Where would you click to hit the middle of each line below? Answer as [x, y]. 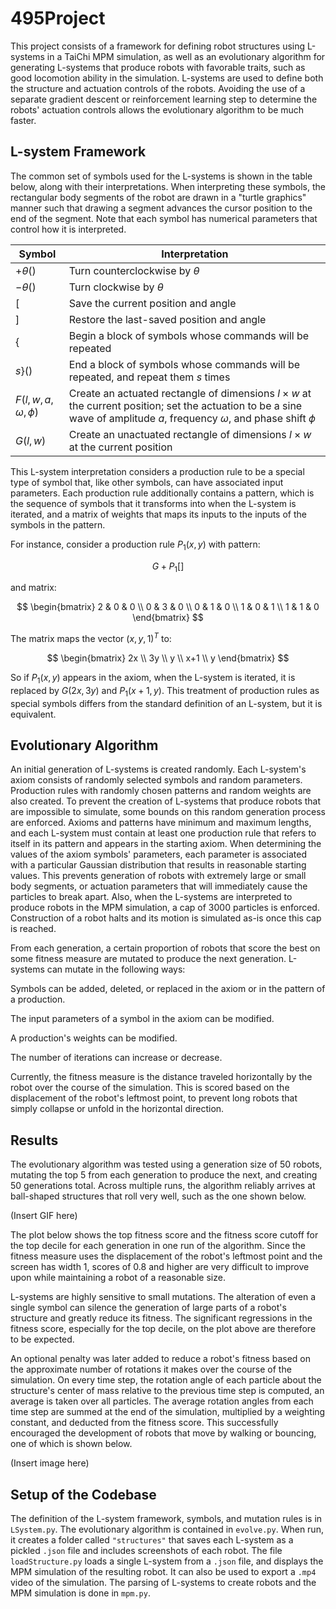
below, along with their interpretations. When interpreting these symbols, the [168, 186]
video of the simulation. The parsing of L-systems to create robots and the [163, 1583]
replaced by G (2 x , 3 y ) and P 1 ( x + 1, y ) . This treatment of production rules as [165, 691]
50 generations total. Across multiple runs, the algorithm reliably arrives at [163, 1186]
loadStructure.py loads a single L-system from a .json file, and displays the [167, 1561]
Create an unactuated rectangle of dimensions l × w [190, 434]
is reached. [33, 929]
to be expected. [42, 1339]
